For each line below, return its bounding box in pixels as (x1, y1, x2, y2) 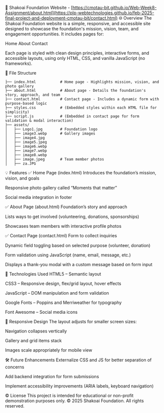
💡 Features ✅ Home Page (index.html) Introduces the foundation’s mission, (5, 170, 157, 175)
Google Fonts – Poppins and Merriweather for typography (5, 300, 122, 305)
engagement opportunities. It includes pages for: (5, 31, 104, 37)
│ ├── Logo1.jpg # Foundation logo (5, 127, 98, 132)
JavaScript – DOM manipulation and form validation (5, 290, 109, 296)
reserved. (5, 403, 25, 409)
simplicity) (5, 110, 29, 114)
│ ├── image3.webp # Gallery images (5, 131, 96, 136)
